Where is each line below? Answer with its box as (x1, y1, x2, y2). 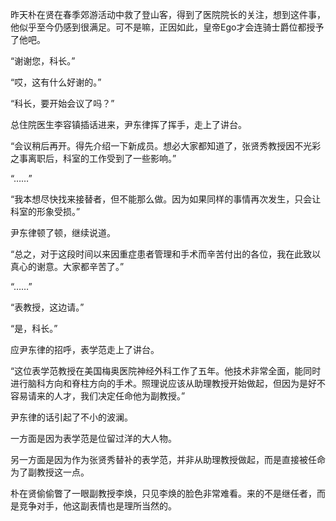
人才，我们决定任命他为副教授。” (53, 390, 186, 402)
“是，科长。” (10, 323, 58, 334)
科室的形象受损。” (10, 206, 81, 217)
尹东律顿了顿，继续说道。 (10, 227, 116, 238)
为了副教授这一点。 (10, 466, 90, 478)
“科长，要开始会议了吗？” (10, 98, 115, 109)
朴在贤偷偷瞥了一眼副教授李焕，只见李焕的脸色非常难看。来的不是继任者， (10, 488, 317, 499)
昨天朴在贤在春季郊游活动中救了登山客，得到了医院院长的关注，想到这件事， (10, 9, 326, 20)
